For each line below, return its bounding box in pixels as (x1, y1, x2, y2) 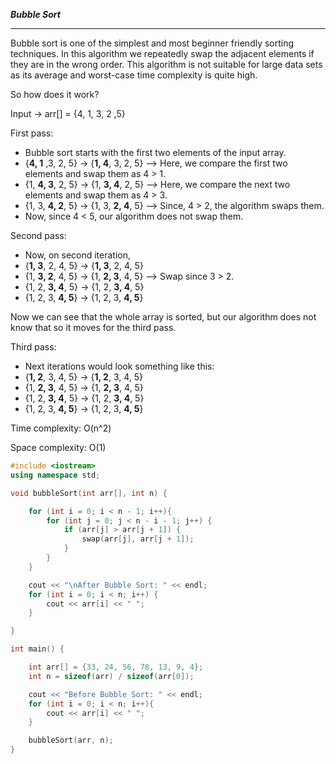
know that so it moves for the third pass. (10, 322, 177, 333)
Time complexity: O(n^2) (10, 422, 112, 434)
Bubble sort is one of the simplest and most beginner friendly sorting (10, 37, 295, 49)
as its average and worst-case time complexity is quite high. (10, 69, 258, 81)
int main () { (10, 644, 65, 654)
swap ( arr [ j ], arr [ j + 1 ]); (81, 534, 195, 544)
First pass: (10, 127, 54, 139)
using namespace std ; (10, 470, 101, 480)
